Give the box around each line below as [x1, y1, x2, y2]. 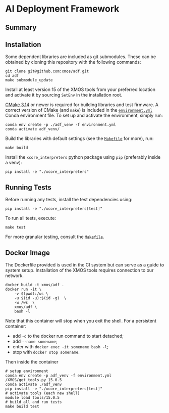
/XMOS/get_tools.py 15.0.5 [5, 378, 62, 383]
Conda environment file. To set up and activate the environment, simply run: [5, 112, 163, 119]
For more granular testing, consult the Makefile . [5, 234, 104, 240]
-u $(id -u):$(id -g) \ [14, 296, 67, 301]
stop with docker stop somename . [12, 349, 80, 355]
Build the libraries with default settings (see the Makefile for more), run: [5, 135, 154, 142]
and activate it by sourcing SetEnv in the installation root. [5, 92, 123, 98]
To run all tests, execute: [5, 215, 57, 221]
